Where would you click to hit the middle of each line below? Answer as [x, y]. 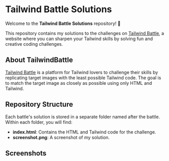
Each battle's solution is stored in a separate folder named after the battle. [83, 117]
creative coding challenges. [34, 44]
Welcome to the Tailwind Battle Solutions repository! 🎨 [63, 23]
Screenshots [26, 153]
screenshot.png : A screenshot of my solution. [61, 137]
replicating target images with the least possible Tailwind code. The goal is [83, 78]
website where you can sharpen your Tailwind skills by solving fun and [79, 39]
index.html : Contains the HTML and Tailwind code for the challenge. [84, 132]
